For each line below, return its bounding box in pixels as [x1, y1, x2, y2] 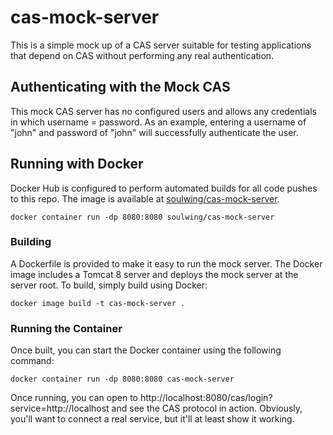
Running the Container [10, 321, 123, 335]
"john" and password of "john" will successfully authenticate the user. [10, 126, 299, 138]
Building [10, 235, 52, 249]
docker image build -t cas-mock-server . [10, 298, 186, 308]
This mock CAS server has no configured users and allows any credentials [10, 105, 317, 117]
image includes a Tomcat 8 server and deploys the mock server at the [10, 268, 299, 280]
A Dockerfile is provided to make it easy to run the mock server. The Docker [10, 257, 323, 270]
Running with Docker [10, 156, 144, 173]
